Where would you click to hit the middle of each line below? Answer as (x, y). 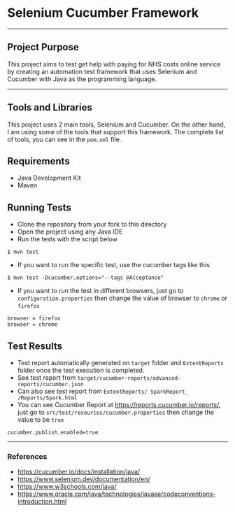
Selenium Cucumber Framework (103, 13)
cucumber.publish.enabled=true (53, 432)
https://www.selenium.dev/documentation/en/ (84, 479)
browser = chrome (33, 325)
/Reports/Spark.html (47, 398)
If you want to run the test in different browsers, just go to (100, 291)
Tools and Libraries (50, 107)
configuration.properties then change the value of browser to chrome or (122, 298)
